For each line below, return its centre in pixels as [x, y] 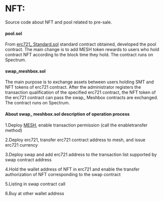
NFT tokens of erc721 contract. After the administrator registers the [73, 87]
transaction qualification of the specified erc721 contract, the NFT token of [81, 92]
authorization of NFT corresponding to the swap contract [63, 174]
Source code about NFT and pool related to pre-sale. [58, 22]
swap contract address [28, 159]
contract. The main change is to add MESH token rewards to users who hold [82, 50]
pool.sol [14, 33]
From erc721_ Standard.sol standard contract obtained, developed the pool [81, 44]
